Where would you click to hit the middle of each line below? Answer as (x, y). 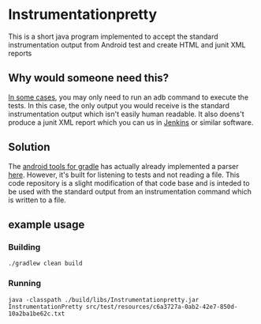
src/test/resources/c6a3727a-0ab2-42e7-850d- (162, 307)
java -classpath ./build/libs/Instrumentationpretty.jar (104, 300)
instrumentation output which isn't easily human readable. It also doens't (126, 114)
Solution (29, 147)
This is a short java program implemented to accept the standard (113, 36)
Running (25, 284)
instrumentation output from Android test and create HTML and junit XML (127, 44)
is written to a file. (37, 200)
